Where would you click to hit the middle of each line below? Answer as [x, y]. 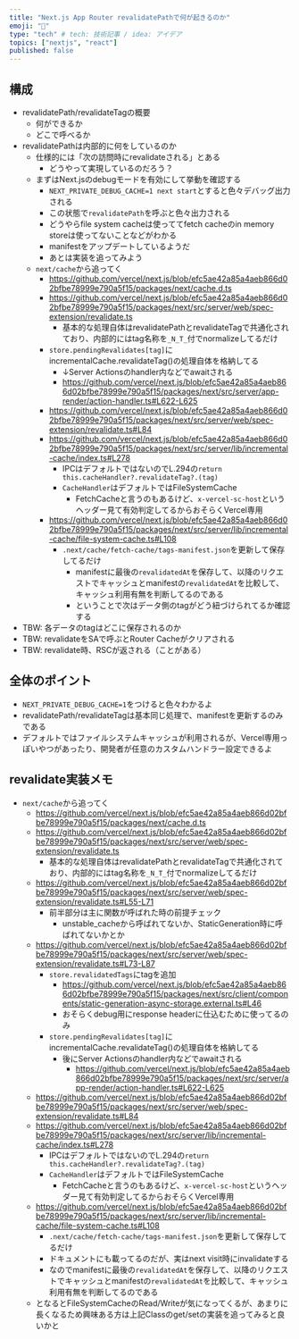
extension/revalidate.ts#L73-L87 [96, 963]
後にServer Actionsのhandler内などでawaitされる [152, 1059]
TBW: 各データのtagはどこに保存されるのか [101, 627]
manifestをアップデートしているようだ [119, 246]
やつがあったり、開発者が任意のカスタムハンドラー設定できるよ [155, 749]
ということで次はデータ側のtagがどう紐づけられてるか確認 [183, 605]
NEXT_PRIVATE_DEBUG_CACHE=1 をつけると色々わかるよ [117, 704]
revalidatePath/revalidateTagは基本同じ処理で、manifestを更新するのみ [153, 715]
